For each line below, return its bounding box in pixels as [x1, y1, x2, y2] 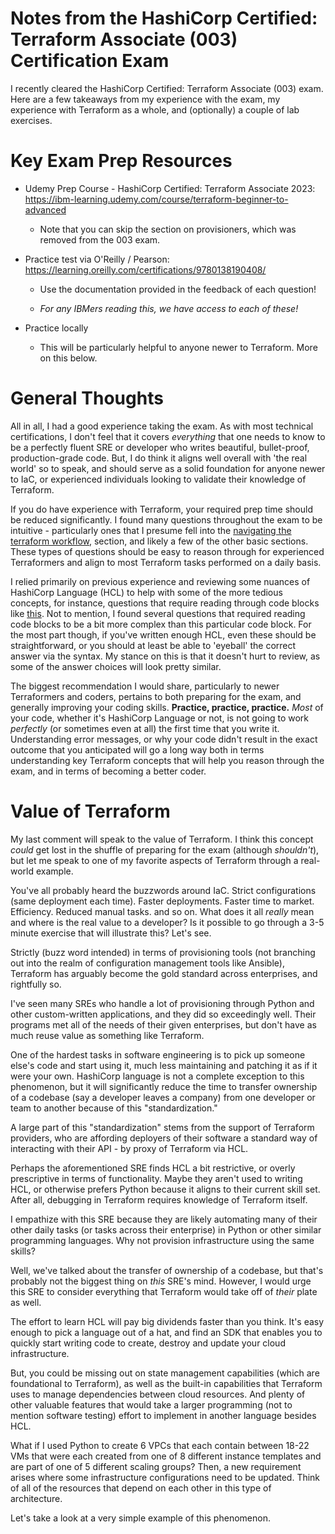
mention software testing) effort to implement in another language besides [10, 1409, 317, 1421]
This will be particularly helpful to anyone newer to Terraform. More [39, 341, 318, 353]
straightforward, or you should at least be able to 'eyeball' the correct [10, 639, 297, 651]
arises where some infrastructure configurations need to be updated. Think [10, 1471, 321, 1483]
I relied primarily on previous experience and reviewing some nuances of [10, 575, 311, 587]
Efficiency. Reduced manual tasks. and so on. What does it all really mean [10, 905, 315, 917]
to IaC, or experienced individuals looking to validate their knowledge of [10, 473, 307, 485]
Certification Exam [10, 50, 170, 72]
